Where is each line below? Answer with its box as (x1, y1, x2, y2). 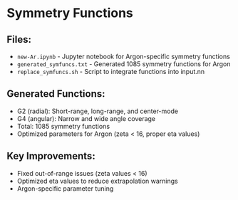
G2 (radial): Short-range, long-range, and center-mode (16, 107, 179, 115)
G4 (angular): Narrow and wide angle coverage (16, 114, 156, 122)
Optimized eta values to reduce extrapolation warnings (16, 177, 179, 185)
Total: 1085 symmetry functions (16, 122, 110, 130)
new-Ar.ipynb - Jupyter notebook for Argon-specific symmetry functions (16, 52, 231, 60)
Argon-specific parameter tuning (16, 184, 114, 193)
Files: (6, 33, 31, 46)
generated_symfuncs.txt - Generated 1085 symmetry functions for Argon (16, 60, 231, 68)
